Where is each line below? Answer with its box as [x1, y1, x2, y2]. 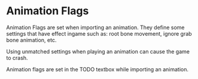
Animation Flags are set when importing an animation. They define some [6, 24, 185, 31]
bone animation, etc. [6, 36, 57, 43]
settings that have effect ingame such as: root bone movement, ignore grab [6, 30, 193, 37]
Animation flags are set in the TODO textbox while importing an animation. [6, 65, 188, 72]
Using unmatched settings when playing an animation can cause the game [6, 48, 190, 55]
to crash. [6, 54, 28, 61]
